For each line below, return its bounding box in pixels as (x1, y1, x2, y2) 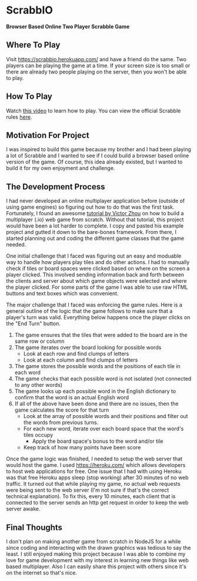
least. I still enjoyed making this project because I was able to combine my (6, 550, 186, 557)
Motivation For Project (6, 130, 89, 140)
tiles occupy (23, 432, 54, 439)
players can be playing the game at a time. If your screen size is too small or (6, 62, 191, 69)
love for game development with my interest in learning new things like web (6, 557, 189, 563)
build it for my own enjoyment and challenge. (6, 165, 115, 172)
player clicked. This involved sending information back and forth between (6, 271, 184, 278)
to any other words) (14, 382, 63, 389)
